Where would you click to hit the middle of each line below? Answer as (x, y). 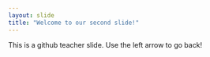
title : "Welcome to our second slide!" (74, 23)
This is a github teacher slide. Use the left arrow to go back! (105, 45)
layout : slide (32, 15)
